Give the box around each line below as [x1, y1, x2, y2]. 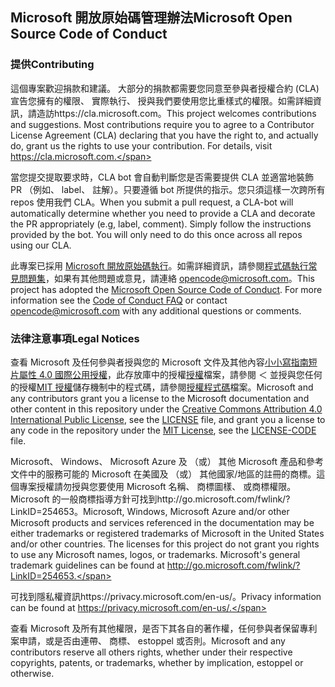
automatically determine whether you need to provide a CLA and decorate [10, 207, 316, 219]
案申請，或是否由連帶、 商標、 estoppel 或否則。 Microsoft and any [10, 634, 286, 647]
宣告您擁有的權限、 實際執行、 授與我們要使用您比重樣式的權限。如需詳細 [10, 94, 313, 107]
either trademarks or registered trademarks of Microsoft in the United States [10, 527, 325, 539]
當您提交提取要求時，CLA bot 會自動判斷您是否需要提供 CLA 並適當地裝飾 [10, 171, 314, 183]
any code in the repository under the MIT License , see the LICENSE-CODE [10, 424, 317, 436]
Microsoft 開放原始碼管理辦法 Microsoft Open [10, 9, 293, 27]
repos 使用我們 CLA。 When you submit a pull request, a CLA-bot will [10, 196, 294, 208]
